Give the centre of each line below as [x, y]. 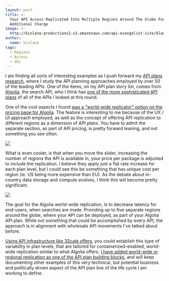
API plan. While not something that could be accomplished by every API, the [84, 220]
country [13, 180]
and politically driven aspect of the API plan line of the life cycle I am [76, 268]
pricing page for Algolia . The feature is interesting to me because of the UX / [84, 113]
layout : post [19, 10]
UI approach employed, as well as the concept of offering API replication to [83, 118]
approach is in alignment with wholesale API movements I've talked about [81, 226]
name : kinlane [24, 43]
